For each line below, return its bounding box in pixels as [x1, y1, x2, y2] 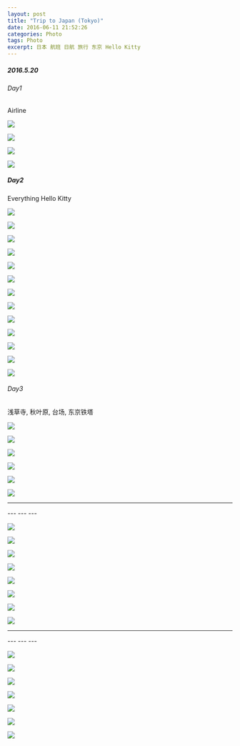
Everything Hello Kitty [7, 194, 71, 202]
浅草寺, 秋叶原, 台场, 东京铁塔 [7, 407, 94, 416]
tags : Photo [7, 37, 43, 44]
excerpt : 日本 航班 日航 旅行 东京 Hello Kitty [7, 44, 141, 51]
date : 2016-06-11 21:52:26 [7, 24, 88, 31]
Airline [7, 106, 26, 114]
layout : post [7, 10, 46, 18]
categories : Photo [7, 30, 62, 38]
